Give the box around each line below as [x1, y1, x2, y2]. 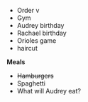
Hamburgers [16, 71, 54, 80]
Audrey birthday [16, 21, 65, 29]
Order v [16, 6, 40, 14]
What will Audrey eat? [16, 87, 81, 95]
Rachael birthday [16, 29, 67, 37]
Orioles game [16, 36, 57, 45]
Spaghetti [16, 79, 45, 88]
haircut [16, 44, 38, 52]
